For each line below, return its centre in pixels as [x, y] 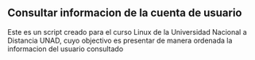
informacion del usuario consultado [66, 49]
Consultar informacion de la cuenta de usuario [125, 13]
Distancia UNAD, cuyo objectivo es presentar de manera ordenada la [120, 40]
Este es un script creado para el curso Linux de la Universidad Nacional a [127, 32]
